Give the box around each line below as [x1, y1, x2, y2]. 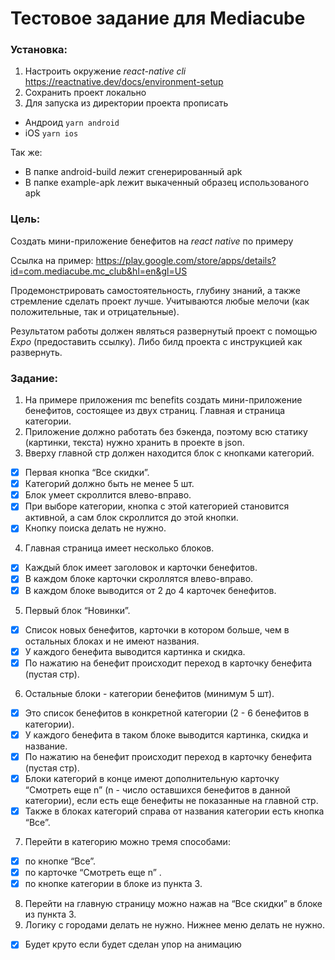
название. [24, 740, 68, 752]
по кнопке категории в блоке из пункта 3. [24, 878, 203, 890]
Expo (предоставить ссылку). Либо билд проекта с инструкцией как [10, 335, 303, 347]
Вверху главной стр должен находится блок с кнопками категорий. [24, 447, 315, 459]
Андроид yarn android [24, 117, 120, 129]
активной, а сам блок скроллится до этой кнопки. [24, 512, 239, 524]
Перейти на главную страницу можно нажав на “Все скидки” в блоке [24, 898, 323, 910]
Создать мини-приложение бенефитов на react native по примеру [10, 235, 294, 247]
